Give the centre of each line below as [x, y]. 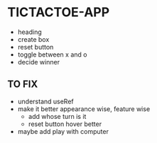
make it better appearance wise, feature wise [84, 109]
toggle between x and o [52, 55]
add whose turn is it [57, 116]
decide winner [39, 62]
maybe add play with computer [63, 131]
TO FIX [23, 85]
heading [30, 32]
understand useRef [46, 101]
